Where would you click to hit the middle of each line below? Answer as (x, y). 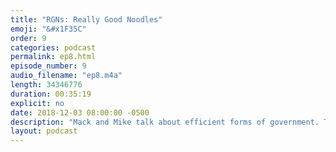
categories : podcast (53, 47)
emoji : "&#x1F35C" (48, 29)
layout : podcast (44, 131)
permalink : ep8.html (53, 57)
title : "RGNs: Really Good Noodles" (86, 19)
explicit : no (37, 103)
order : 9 (28, 38)
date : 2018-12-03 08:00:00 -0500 (80, 112)
